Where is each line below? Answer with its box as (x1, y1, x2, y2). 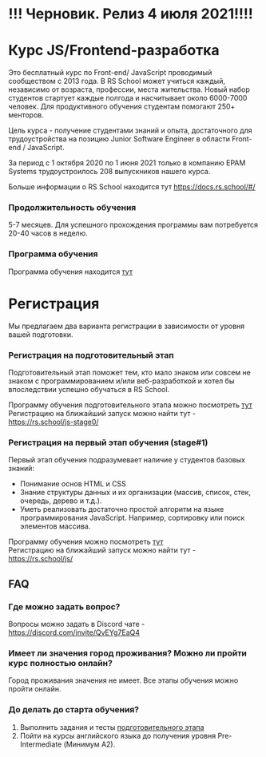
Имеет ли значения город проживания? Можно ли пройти (8, 648, 248, 659)
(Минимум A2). (63, 739, 116, 749)
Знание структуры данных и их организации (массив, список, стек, (19, 488, 252, 497)
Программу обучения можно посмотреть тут (8, 537, 164, 547)
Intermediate (19, 739, 62, 749)
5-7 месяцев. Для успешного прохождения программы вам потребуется (8, 220, 258, 230)
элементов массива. (19, 521, 91, 531)
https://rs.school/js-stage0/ (8, 417, 99, 426)
